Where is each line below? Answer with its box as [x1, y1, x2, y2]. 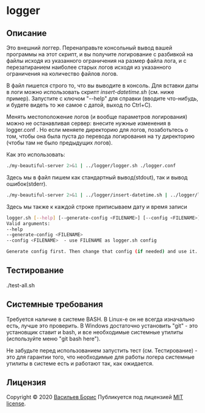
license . [6, 400, 26, 408]
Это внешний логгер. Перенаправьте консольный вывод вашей [6, 44, 173, 51]
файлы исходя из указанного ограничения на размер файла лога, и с [6, 57, 187, 64]
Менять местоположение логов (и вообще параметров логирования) [6, 113, 188, 120]
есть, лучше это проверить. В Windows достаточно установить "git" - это [6, 321, 198, 329]
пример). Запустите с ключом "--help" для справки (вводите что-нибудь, [6, 95, 198, 102]
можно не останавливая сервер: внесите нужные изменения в [6, 120, 171, 127]
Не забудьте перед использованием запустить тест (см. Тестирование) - [6, 347, 198, 354]
